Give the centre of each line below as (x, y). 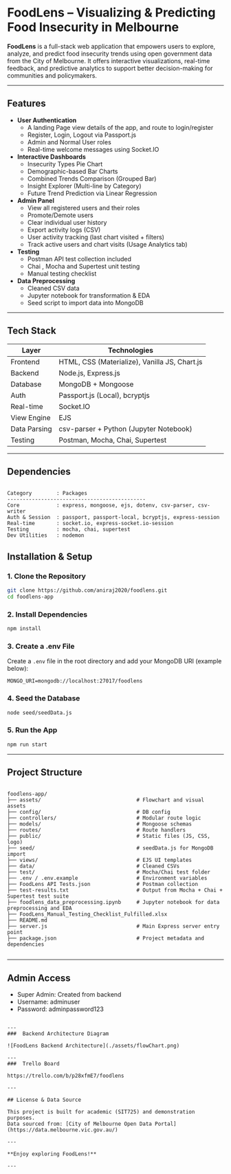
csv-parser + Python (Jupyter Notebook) (125, 429)
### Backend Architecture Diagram (58, 1034)
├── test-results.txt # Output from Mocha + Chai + (115, 890)
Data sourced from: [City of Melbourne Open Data (80, 1124)
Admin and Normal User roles (69, 142)
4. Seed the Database (44, 698)
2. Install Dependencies (47, 614)
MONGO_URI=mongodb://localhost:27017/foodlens (75, 681)
